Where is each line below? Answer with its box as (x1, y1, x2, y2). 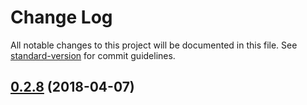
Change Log (10, 6, 113, 29)
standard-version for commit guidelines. (10, 49, 176, 61)
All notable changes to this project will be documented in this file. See (10, 39, 298, 51)
